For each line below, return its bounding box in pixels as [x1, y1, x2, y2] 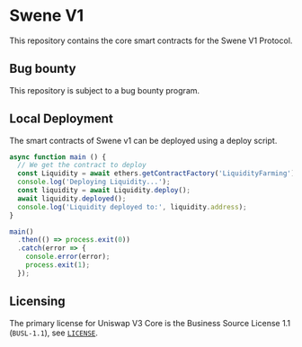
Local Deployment [9, 111, 114, 127]
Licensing [9, 294, 66, 309]
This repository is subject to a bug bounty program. [9, 85, 200, 95]
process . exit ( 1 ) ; [25, 261, 91, 270]
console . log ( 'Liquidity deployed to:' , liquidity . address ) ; [17, 202, 247, 211]
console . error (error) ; [25, 253, 111, 262]
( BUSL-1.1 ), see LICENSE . [9, 327, 99, 338]
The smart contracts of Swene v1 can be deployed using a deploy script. [9, 135, 278, 146]
